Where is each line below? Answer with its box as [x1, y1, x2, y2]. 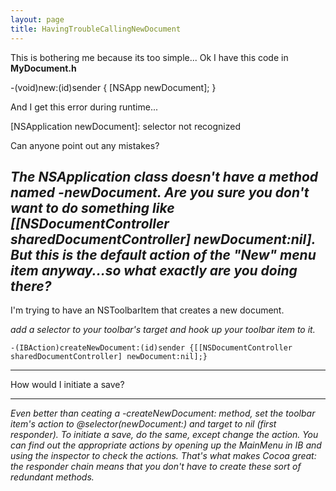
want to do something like [10, 199, 175, 216]
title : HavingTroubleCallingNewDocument [10, 24, 182, 34]
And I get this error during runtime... [10, 101, 159, 113]
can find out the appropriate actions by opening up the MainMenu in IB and [10, 439, 322, 451]
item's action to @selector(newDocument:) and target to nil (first [10, 418, 277, 430]
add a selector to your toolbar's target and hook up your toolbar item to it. [10, 324, 316, 336]
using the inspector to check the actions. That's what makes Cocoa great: [10, 450, 317, 462]
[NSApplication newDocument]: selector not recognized [10, 120, 241, 132]
